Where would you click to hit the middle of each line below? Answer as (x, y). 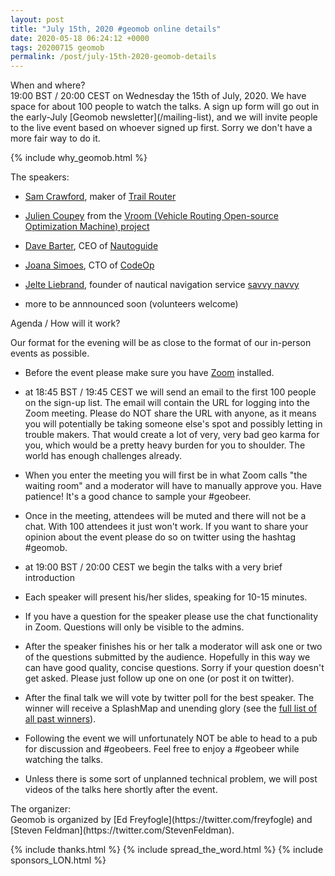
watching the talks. (63, 760)
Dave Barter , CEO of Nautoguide (91, 246)
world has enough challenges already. (103, 456)
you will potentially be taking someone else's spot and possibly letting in (173, 424)
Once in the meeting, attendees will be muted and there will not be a (165, 516)
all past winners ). (60, 719)
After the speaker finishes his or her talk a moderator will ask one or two (173, 647)
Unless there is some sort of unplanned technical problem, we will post (171, 779)
